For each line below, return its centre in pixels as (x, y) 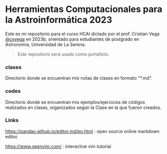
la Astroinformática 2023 (59, 20)
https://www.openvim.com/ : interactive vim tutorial (58, 146)
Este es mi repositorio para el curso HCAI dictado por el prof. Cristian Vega (82, 34)
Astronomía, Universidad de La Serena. (46, 44)
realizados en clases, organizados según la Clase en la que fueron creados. (83, 107)
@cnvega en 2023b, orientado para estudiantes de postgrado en (72, 39)
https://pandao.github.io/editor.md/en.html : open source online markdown (82, 131)
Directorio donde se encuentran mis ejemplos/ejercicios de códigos (75, 102)
